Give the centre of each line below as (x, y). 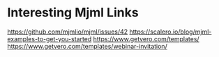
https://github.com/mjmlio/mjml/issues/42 (68, 32)
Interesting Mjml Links (73, 13)
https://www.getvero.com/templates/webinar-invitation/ (87, 46)
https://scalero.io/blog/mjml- (171, 32)
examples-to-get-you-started (50, 38)
